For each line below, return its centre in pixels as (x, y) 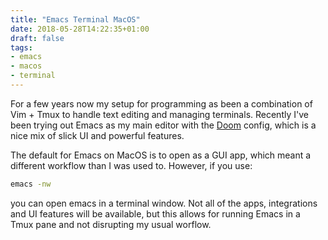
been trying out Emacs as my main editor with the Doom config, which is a (163, 125)
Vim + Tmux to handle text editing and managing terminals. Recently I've (159, 114)
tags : (21, 47)
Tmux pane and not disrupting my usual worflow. (111, 224)
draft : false (37, 38)
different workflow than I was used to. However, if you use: (131, 165)
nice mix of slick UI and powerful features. (97, 135)
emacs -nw (31, 184)
